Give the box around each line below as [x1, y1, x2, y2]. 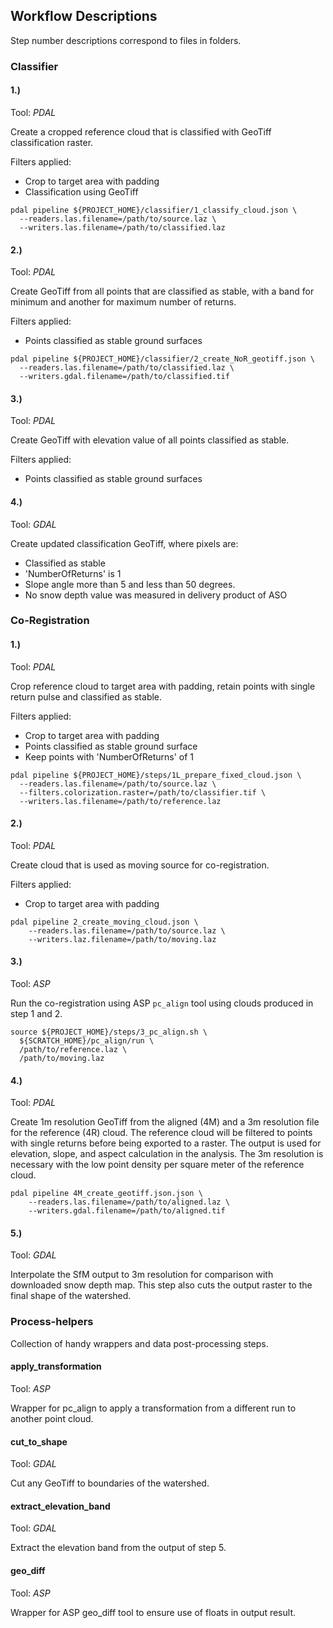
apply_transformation [10, 1360, 102, 1373]
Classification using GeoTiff [24, 185, 139, 198]
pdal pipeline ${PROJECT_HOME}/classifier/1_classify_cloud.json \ [10, 205, 298, 215]
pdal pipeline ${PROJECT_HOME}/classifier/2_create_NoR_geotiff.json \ [10, 354, 315, 364]
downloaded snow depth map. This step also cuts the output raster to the [10, 1279, 313, 1291]
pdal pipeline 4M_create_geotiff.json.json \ [10, 1189, 203, 1199]
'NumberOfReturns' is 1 [24, 567, 122, 579]
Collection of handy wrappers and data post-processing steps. [10, 1337, 269, 1349]
